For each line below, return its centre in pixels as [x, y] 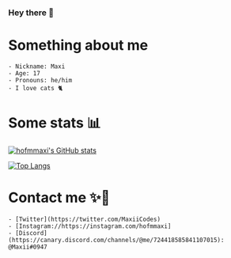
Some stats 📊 [55, 123]
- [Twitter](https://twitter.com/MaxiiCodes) [84, 219]
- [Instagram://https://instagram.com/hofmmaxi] [90, 226]
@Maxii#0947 [28, 247]
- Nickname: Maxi [37, 66]
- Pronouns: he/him [40, 80]
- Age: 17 [25, 73]
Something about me [78, 46]
